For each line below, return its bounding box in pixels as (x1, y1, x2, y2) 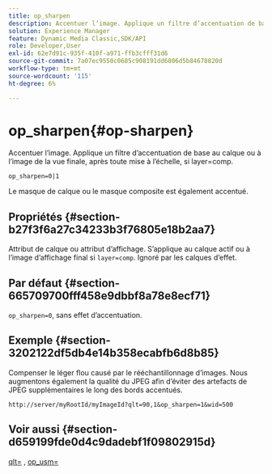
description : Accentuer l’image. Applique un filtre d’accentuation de (8, 19, 255, 28)
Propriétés (8, 209, 63, 223)
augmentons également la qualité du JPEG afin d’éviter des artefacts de (8, 376, 248, 386)
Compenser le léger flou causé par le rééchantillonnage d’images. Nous (8, 367, 249, 377)
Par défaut (8, 276, 62, 290)
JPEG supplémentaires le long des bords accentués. (8, 385, 183, 395)
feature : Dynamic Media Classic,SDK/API (8, 34, 147, 43)
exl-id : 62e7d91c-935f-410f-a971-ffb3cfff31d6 (8, 49, 168, 57)
